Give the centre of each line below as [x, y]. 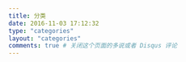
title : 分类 [27, 16]
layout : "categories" [45, 38]
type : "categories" [41, 31]
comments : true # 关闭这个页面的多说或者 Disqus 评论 [93, 46]
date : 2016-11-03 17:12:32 [54, 23]
